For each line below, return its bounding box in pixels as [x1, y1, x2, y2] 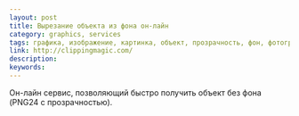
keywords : [9, 63, 46, 72]
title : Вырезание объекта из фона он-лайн [9, 21, 169, 30]
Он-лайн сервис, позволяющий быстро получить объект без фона [9, 87, 263, 98]
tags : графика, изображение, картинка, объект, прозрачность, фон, [9, 37, 265, 47]
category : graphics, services [9, 29, 122, 38]
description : [9, 54, 58, 63]
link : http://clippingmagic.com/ [9, 46, 133, 55]
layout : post [9, 12, 58, 22]
